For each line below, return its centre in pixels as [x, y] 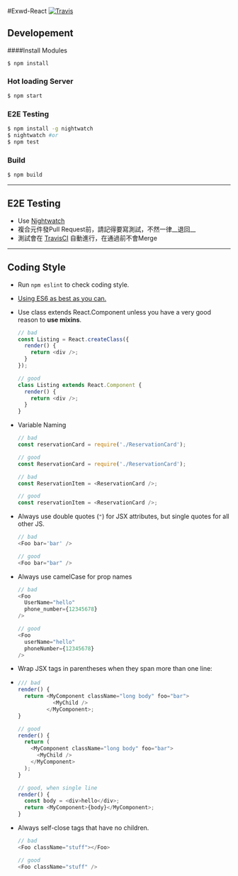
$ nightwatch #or [33, 136]
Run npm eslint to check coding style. [73, 285]
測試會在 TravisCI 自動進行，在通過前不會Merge [87, 238]
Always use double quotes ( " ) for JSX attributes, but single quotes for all [123, 516]
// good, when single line [57, 788]
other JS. [31, 524]
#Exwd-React [27, 11]
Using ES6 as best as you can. [62, 298]
